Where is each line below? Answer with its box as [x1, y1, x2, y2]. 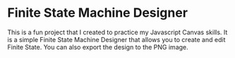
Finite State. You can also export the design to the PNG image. [7, 43, 188, 51]
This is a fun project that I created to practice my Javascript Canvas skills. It [7, 28, 228, 36]
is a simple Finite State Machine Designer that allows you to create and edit [7, 35, 226, 43]
